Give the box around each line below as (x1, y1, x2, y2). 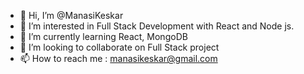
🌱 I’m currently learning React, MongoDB (19, 31, 188, 42)
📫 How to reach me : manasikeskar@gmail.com (19, 53, 218, 64)
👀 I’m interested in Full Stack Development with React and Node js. (19, 20, 295, 32)
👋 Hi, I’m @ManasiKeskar (19, 10, 124, 21)
